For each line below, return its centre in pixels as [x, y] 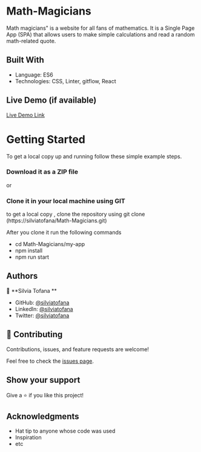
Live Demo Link [26, 115]
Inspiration [28, 437]
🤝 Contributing [35, 334]
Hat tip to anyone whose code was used [65, 431]
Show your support [43, 380]
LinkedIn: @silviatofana [44, 309]
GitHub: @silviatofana [42, 303]
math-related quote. [31, 41]
